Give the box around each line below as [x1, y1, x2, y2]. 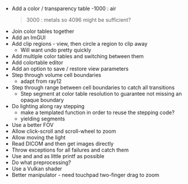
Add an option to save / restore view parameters [11, 65, 129, 72]
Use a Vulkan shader [11, 165, 63, 172]
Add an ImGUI [11, 34, 46, 41]
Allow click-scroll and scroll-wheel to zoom [11, 128, 116, 135]
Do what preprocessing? [11, 159, 72, 166]
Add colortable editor [11, 59, 63, 66]
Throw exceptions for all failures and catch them [11, 146, 129, 153]
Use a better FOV [11, 122, 54, 128]
